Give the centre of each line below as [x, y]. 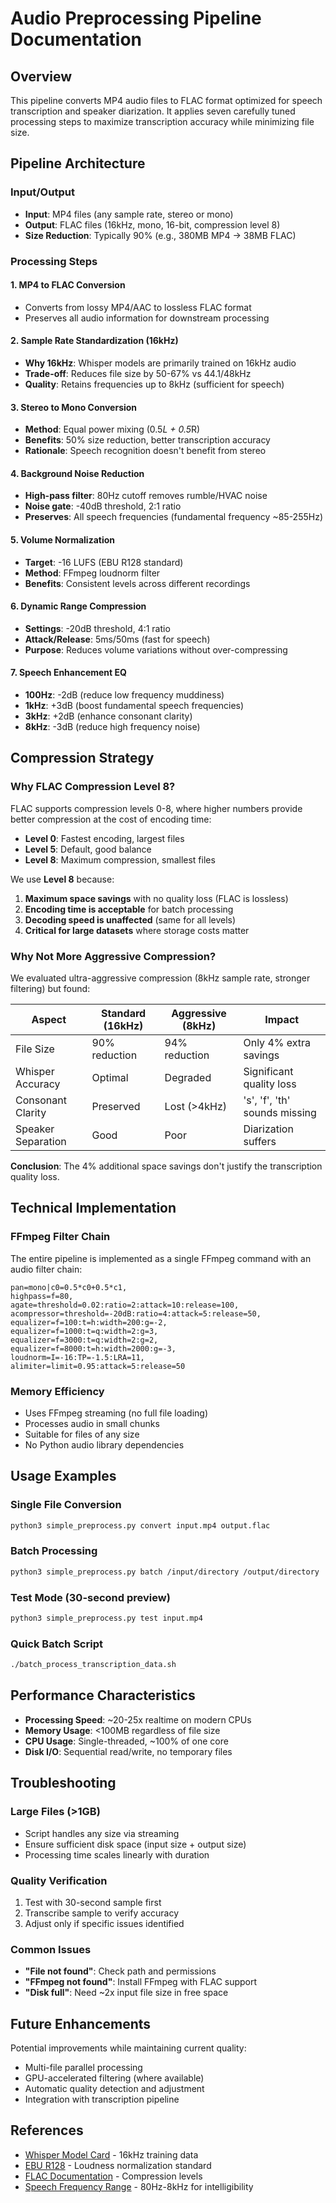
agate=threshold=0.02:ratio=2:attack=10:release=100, [125, 1305]
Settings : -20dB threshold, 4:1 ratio [97, 628]
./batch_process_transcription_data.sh [93, 1665]
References [47, 2130]
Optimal [110, 1078]
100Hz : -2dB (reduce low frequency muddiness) [124, 695]
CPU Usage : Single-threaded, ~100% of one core [126, 1741]
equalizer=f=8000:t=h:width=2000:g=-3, [93, 1348]
